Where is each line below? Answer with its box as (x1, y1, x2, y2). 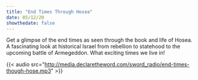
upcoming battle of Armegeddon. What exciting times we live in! (6, 49, 166, 57)
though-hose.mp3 (6, 67, 51, 75)
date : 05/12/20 (6, 14, 45, 20)
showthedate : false (6, 20, 55, 26)
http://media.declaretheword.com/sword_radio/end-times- (44, 61, 190, 68)
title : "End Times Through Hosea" (6, 8, 93, 15)
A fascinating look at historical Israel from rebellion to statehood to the (6, 43, 181, 50)
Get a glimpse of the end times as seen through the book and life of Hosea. (6, 37, 193, 44)
